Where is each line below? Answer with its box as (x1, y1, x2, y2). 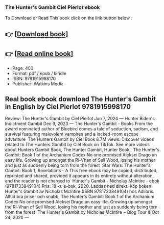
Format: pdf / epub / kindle (12, 70, 67, 76)
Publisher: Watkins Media (12, 80, 64, 87)
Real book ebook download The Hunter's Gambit (5, 95, 156, 103)
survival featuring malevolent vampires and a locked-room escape (5, 131, 139, 137)
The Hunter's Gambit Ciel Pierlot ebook (5, 4, 100, 11)
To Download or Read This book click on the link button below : (5, 15, 133, 21)
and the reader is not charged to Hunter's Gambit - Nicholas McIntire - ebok (5, 178, 160, 184)
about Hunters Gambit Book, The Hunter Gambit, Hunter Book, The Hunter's (5, 147, 160, 153)
